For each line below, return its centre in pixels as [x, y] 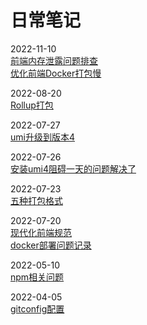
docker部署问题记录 [51, 245]
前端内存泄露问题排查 [54, 60]
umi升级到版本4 [42, 137]
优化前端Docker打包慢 [56, 73]
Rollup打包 [32, 105]
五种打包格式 [36, 200]
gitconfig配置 [37, 308]
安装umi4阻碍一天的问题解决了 [73, 168]
